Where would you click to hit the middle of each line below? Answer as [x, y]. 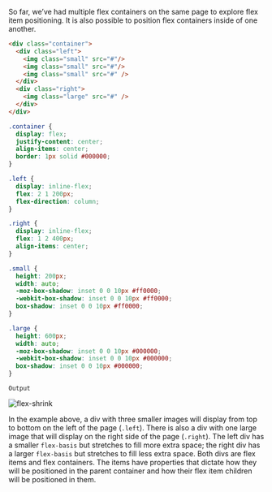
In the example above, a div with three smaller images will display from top [133, 419]
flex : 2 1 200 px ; [45, 194]
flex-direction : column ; [58, 201]
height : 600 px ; [41, 336]
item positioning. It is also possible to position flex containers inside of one [133, 20]
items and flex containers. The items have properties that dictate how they [133, 462]
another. [22, 29]
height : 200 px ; [41, 276]
